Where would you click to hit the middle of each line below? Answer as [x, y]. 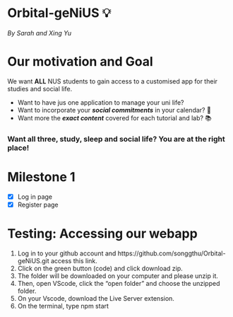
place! [18, 148]
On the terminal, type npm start [63, 306]
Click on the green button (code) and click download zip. [100, 268]
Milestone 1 [41, 177]
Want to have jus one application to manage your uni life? [101, 102]
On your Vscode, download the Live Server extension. [96, 298]
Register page [38, 204]
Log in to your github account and [67, 253]
